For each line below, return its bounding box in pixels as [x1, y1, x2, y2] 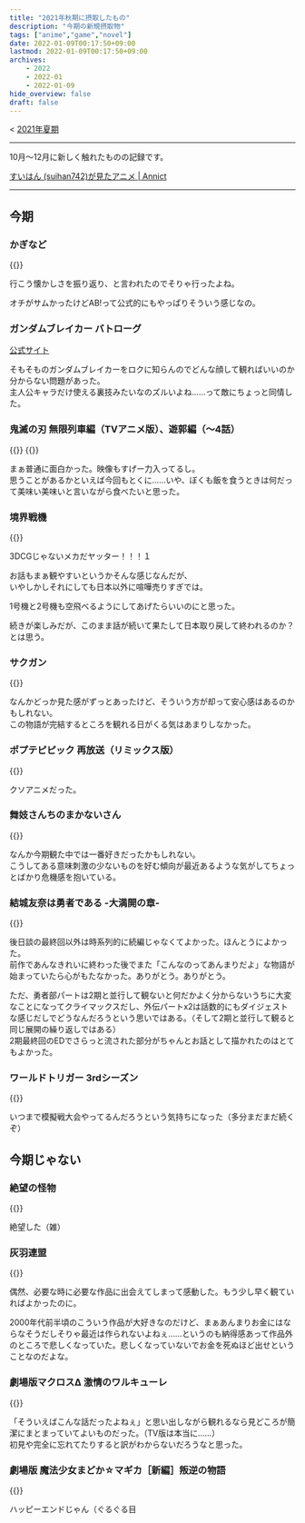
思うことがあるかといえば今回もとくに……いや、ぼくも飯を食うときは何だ [9, 474, 286, 485]
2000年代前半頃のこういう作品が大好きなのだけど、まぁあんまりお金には [9, 1317, 284, 1328]
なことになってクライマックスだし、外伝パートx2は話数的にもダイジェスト [9, 1001, 289, 1012]
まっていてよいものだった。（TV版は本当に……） [40, 1428, 221, 1438]
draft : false [9, 97, 59, 107]
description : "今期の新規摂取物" [9, 22, 125, 31]
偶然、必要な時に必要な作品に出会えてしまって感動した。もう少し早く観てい [9, 1287, 295, 1298]
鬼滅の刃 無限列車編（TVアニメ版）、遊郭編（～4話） [9, 423, 241, 436]
